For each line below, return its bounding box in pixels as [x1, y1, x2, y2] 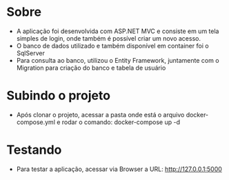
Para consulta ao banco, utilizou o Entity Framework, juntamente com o [16, 56, 219, 64]
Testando [6, 142, 62, 158]
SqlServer [16, 49, 46, 57]
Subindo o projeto [6, 88, 111, 103]
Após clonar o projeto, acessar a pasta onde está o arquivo [16, 110, 185, 119]
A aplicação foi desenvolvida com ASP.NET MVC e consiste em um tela [16, 27, 219, 35]
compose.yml [16, 118, 56, 126]
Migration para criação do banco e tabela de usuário [16, 63, 166, 72]
